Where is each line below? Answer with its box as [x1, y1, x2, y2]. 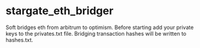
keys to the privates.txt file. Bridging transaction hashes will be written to [5, 30, 187, 37]
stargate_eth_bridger [5, 4, 114, 18]
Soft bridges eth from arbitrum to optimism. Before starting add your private [5, 24, 194, 31]
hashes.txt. [5, 36, 34, 43]
